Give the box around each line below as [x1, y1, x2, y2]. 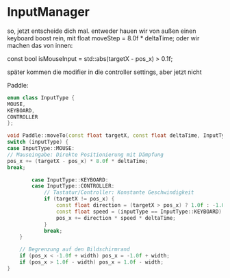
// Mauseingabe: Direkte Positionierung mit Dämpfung [7, 151, 164, 158]
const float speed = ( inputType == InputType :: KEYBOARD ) [55, 208, 222, 215]
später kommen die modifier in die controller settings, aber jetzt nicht [7, 68, 202, 76]
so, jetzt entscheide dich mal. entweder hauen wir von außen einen [7, 27, 196, 35]
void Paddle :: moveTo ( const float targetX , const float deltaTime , [7, 132, 201, 139]
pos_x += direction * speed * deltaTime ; [55, 214, 176, 221]
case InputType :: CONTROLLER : [31, 183, 115, 190]
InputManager [7, 4, 90, 20]
